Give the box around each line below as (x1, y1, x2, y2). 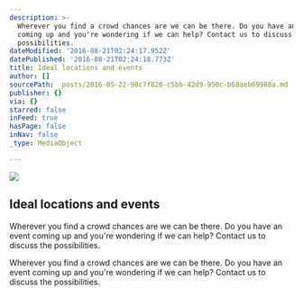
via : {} (9, 96, 39, 106)
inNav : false (9, 130, 59, 139)
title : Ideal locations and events (9, 64, 143, 73)
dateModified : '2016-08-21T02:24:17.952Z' (9, 47, 171, 56)
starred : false (9, 105, 67, 114)
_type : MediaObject (9, 139, 83, 148)
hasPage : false (9, 122, 67, 131)
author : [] (9, 72, 50, 81)
